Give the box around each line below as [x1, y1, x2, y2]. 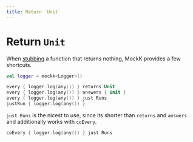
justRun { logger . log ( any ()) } [6, 101, 86, 107]
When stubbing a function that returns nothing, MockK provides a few [6, 55, 181, 62]
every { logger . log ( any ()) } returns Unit [6, 84, 115, 90]
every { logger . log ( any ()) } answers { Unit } [6, 89, 126, 95]
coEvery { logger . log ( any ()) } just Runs [6, 129, 113, 136]
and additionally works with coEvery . [6, 118, 97, 125]
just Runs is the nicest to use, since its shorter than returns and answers [6, 111, 187, 118]
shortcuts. [6, 61, 32, 68]
